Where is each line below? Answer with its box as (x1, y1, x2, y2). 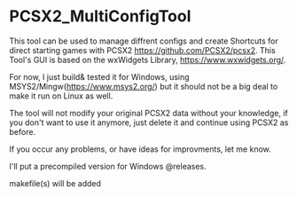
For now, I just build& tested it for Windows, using (9, 71, 190, 82)
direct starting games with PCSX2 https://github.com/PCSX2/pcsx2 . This (9, 44, 277, 55)
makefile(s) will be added (9, 177, 102, 188)
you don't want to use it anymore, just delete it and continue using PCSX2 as (9, 117, 289, 128)
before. (9, 126, 36, 137)
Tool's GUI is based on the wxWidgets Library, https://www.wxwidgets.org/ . (9, 54, 286, 65)
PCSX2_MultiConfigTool (9, 6, 191, 27)
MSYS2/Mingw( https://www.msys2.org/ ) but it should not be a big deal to (9, 81, 278, 91)
